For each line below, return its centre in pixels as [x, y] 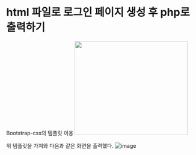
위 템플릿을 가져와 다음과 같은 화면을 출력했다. [60, 145]
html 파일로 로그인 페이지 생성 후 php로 [98, 12]
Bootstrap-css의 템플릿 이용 [40, 133]
